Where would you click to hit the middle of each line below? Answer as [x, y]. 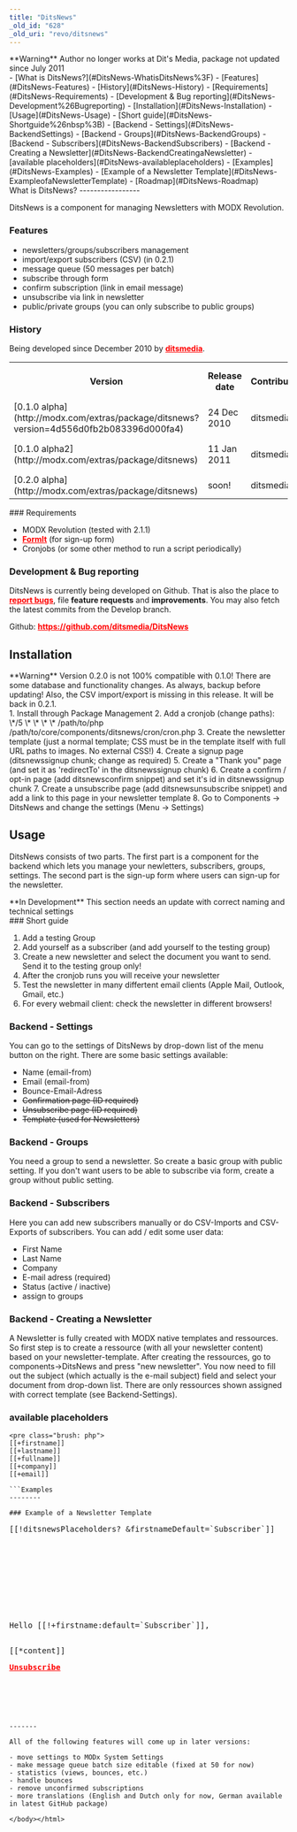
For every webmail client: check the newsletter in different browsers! [147, 1003]
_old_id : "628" [37, 26]
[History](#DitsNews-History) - [153, 87]
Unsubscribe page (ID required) [80, 1110]
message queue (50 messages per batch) [98, 268]
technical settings [42, 911]
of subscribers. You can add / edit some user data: [131, 1231]
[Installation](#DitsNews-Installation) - [202, 106]
